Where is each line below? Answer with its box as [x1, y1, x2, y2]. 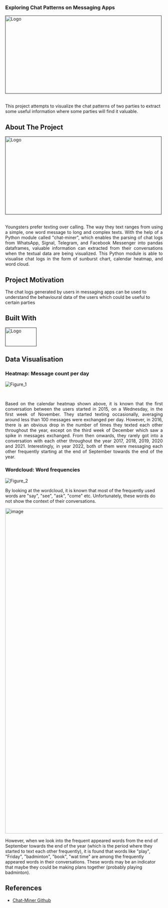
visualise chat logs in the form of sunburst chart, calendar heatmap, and [5, 256, 163, 262]
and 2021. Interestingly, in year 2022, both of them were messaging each [5, 443, 163, 449]
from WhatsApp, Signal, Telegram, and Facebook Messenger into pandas [5, 240, 163, 246]
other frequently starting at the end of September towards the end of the [5, 449, 163, 455]
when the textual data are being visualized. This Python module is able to [5, 250, 163, 256]
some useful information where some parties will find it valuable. [5, 108, 138, 114]
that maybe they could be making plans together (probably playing [5, 864, 142, 870]
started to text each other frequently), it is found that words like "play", [5, 848, 150, 854]
